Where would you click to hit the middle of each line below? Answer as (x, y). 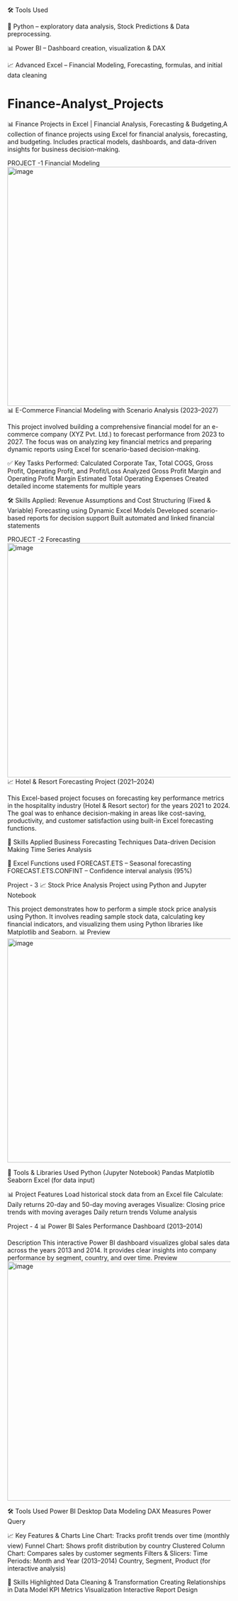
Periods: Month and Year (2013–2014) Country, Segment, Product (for (109, 1561)
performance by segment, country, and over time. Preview (92, 1257)
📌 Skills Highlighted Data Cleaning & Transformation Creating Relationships (117, 1582)
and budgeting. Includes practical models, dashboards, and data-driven (112, 141)
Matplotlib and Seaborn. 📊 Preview (59, 931)
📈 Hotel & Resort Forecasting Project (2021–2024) (81, 781)
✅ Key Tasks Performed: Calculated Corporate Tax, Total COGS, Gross (110, 463)
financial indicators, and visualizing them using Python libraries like (105, 924)
